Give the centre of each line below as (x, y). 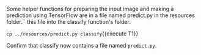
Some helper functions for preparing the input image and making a (90, 9)
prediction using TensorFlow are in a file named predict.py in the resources (101, 15)
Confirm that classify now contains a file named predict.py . (82, 46)
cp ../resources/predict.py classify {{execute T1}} (72, 34)
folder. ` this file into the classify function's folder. (69, 22)
